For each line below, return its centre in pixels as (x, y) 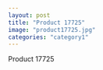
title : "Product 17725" (47, 23)
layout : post (29, 15)
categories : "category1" (48, 37)
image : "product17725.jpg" (52, 30)
